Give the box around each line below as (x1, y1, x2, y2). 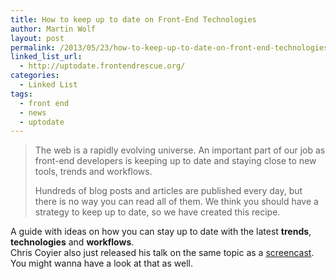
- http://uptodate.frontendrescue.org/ (19, 61, 186, 71)
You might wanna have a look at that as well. (10, 257, 193, 270)
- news (19, 107, 47, 118)
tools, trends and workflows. (34, 166, 153, 178)
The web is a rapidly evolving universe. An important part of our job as (34, 144, 326, 156)
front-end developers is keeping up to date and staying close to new (34, 155, 317, 167)
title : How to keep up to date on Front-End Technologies (10, 14, 257, 25)
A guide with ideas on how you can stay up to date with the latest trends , (10, 226, 312, 238)
